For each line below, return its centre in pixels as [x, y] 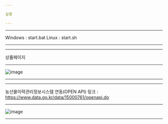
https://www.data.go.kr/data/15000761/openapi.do [57, 97]
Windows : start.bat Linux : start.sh [41, 37]
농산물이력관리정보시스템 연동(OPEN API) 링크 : [52, 91]
